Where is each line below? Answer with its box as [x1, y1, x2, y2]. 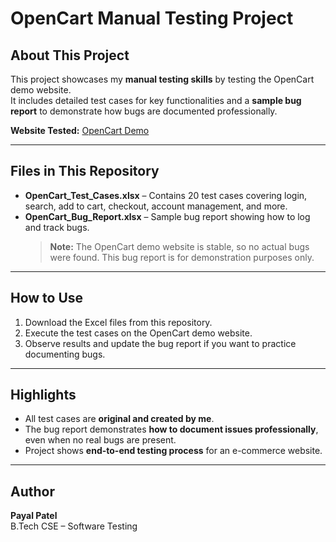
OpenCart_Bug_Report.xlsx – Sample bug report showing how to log [24, 210, 311, 222]
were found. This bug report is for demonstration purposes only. [49, 251, 315, 263]
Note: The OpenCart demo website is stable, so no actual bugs [49, 240, 310, 252]
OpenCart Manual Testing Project [10, 7, 294, 30]
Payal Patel [10, 510, 58, 522]
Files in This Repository [10, 163, 160, 180]
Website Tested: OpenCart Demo [10, 125, 150, 136]
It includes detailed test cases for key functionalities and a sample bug [10, 95, 302, 106]
